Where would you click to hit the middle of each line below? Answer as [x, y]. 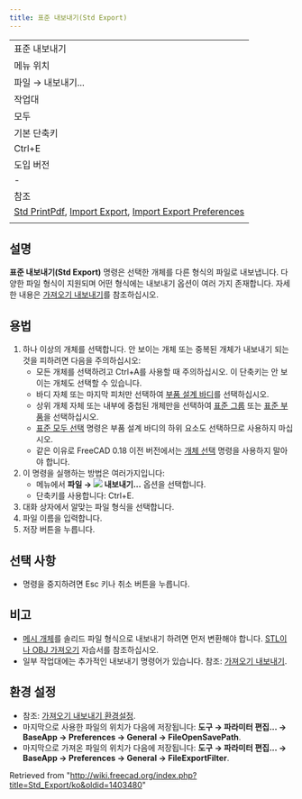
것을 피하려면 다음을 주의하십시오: [82, 360]
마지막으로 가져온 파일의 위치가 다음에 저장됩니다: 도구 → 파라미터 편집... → [154, 748]
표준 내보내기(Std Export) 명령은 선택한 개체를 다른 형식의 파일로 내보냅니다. [144, 272]
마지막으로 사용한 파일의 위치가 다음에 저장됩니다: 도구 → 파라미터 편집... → [154, 727]
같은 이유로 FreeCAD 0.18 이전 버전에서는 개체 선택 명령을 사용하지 [153, 450]
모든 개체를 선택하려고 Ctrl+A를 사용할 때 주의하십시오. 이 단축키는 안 [157, 372]
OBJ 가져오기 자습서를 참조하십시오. [96, 649]
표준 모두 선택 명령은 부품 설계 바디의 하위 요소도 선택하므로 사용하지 [156, 428]
